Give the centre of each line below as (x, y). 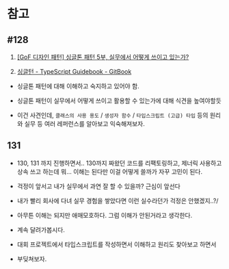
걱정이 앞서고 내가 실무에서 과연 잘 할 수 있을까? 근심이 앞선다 (99, 186)
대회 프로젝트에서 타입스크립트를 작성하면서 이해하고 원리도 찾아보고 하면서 (117, 244)
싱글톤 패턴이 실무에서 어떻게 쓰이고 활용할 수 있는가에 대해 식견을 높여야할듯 (119, 101)
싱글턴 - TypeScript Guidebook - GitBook (74, 72)
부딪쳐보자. (32, 259)
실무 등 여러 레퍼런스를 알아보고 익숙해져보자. (84, 124)
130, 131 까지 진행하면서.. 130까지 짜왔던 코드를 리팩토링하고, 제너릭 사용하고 (119, 163)
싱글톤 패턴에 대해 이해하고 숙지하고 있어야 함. (78, 86)
